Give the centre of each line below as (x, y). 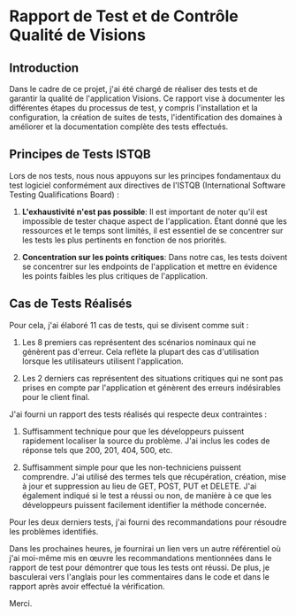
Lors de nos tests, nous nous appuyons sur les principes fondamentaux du (145, 175)
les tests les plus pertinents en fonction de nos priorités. (124, 240)
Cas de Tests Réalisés (71, 304)
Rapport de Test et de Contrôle (124, 16)
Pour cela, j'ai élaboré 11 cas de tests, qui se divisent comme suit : (129, 325)
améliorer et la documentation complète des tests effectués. (119, 127)
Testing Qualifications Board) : (64, 194)
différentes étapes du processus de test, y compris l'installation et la (133, 108)
